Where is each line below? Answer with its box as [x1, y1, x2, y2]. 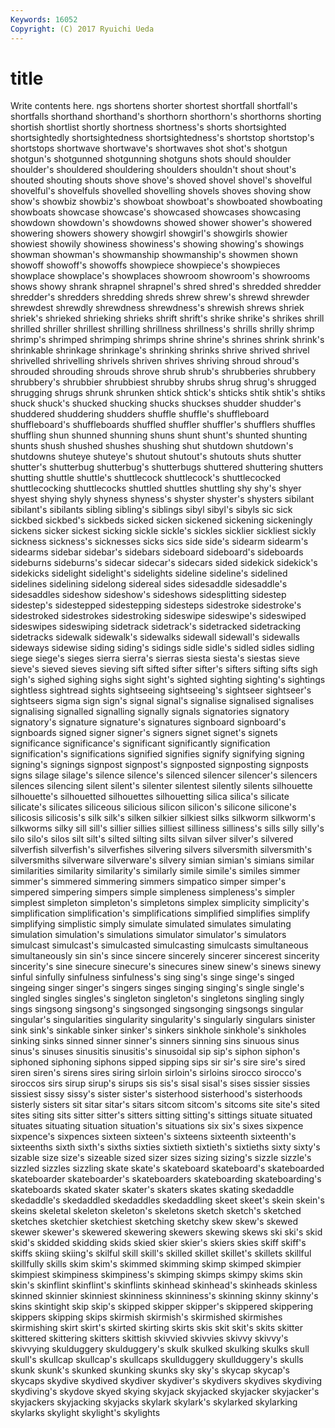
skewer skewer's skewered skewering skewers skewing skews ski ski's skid [10, 1226, 323, 1238]
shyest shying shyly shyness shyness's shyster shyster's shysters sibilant [10, 493, 315, 505]
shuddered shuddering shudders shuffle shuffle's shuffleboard [10, 408, 270, 420]
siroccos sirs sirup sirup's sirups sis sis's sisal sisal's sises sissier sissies [10, 1077, 311, 1090]
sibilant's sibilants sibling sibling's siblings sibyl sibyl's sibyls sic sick [10, 504, 293, 516]
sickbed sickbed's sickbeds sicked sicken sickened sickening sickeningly [10, 514, 313, 526]
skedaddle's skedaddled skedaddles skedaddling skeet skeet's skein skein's [10, 1194, 325, 1206]
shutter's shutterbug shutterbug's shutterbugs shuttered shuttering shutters [10, 461, 324, 473]
